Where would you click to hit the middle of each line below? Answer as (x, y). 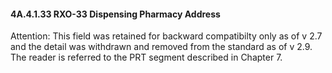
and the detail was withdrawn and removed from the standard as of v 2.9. (161, 47)
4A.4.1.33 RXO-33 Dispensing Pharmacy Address (115, 14)
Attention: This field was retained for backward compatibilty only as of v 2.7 (166, 36)
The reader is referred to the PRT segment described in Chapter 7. (146, 57)
